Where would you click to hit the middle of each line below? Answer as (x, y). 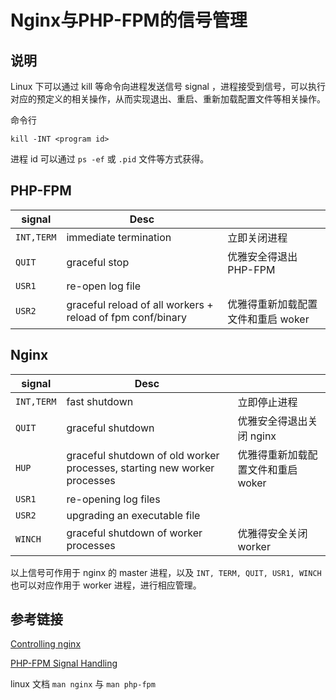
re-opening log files (113, 499)
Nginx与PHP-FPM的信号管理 (129, 20)
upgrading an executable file (133, 515)
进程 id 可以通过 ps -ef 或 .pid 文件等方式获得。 (110, 159)
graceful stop (98, 262)
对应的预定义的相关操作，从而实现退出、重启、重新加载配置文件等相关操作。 (168, 99)
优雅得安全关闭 (272, 533)
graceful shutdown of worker (134, 533)
